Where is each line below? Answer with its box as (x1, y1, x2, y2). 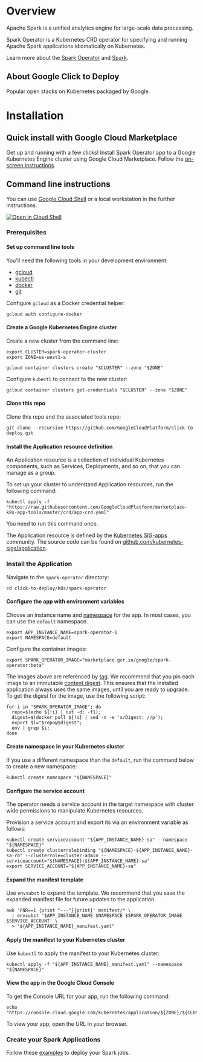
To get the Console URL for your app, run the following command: (6, 993, 170, 1000)
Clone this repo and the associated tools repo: (6, 413, 121, 420)
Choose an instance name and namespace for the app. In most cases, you (6, 611, 192, 619)
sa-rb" (6, 853, 23, 859)
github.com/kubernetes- (123, 538, 184, 545)
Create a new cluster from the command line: (6, 337, 119, 344)
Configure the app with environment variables (6, 598, 125, 605)
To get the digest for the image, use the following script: (6, 692, 146, 699)
